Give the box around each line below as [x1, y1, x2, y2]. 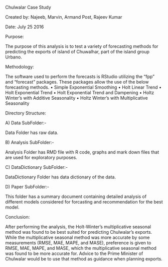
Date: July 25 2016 [5, 24, 44, 30]
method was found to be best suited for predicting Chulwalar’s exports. [5, 229, 152, 235]
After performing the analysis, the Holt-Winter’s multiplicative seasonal [5, 224, 151, 230]
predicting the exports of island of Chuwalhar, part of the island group [5, 49, 149, 54]
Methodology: [5, 64, 34, 70]
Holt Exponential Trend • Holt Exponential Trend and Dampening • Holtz [5, 90, 154, 95]
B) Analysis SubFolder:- [5, 140, 54, 145]
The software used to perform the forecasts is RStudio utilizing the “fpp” [5, 74, 154, 80]
